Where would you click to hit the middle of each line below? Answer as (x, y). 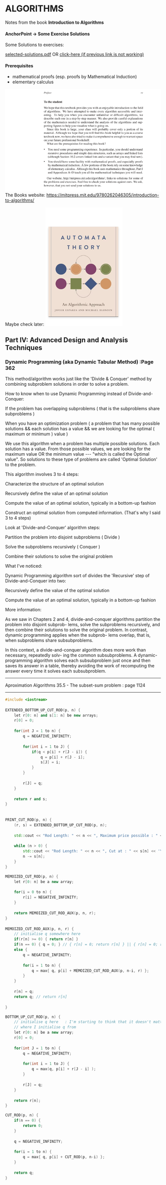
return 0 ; (33, 1126)
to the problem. (21, 465)
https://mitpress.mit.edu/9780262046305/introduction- (103, 195)
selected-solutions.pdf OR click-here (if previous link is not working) (75, 55)
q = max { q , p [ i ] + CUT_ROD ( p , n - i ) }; (64, 1157)
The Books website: (25, 195)
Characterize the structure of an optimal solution (55, 483)
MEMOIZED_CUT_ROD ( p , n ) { (32, 876)
